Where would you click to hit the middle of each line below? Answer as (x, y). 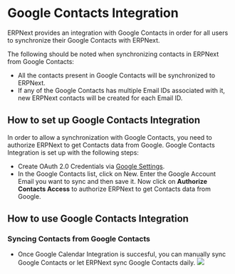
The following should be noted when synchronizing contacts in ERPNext (113, 54)
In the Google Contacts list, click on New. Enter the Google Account (116, 174)
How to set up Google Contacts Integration (104, 120)
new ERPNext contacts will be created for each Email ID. (100, 98)
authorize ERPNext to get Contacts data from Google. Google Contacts (111, 145)
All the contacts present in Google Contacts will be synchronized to (116, 75)
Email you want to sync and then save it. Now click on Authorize (113, 181)
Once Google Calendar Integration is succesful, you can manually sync (122, 254)
